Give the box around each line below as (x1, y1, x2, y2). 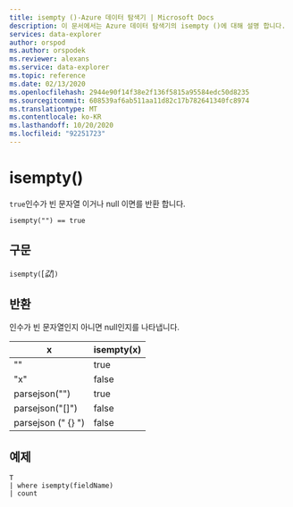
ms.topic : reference (9, 71, 87, 80)
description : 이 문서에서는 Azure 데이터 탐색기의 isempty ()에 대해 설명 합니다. (9, 21, 286, 30)
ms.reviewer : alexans (9, 54, 90, 63)
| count (9, 489, 38, 498)
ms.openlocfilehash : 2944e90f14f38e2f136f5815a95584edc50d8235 (9, 87, 250, 96)
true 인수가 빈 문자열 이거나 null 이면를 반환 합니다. (9, 198, 186, 209)
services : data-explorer (9, 29, 102, 38)
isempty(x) (93, 344, 142, 356)
